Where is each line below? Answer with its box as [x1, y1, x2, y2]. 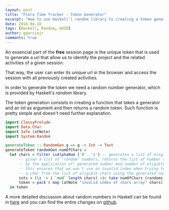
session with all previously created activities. [5, 75, 98, 81]
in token [10, 185, 28, 190]
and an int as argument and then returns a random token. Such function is [5, 105, 158, 111]
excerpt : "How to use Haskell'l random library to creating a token [5, 17, 152, 22]
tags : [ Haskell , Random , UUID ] [5, 26, 71, 31]
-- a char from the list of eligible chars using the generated [18, 171, 156, 176]
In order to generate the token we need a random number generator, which [5, 84, 160, 90]
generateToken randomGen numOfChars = [5, 147, 87, 153]
